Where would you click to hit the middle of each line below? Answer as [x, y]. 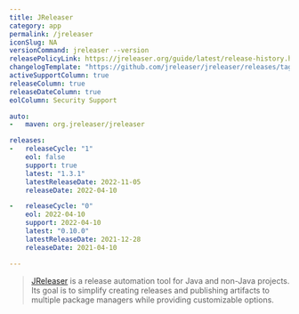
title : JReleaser [41, 17]
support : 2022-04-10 [63, 223]
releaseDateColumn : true [55, 92]
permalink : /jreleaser [51, 34]
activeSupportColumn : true [59, 76]
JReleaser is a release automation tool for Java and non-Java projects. [160, 280]
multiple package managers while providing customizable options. [152, 300]
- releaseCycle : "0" [51, 206]
